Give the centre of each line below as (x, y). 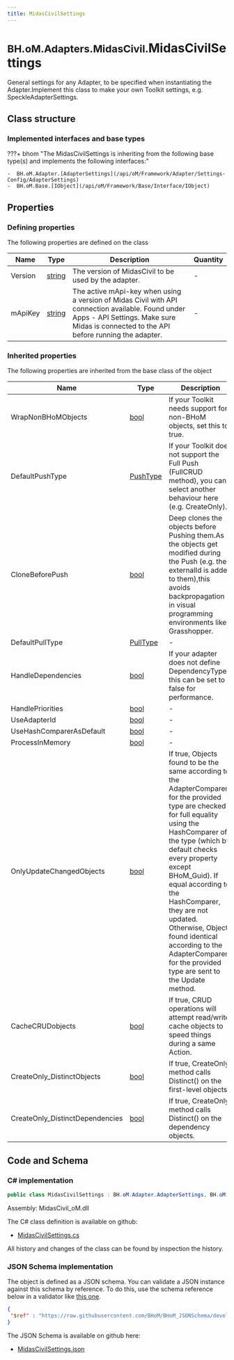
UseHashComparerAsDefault (58, 732)
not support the (194, 454)
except (180, 867)
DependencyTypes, (201, 671)
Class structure (41, 119)
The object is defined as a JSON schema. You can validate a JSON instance (116, 1282)
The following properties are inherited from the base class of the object (110, 371)
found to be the (194, 763)
